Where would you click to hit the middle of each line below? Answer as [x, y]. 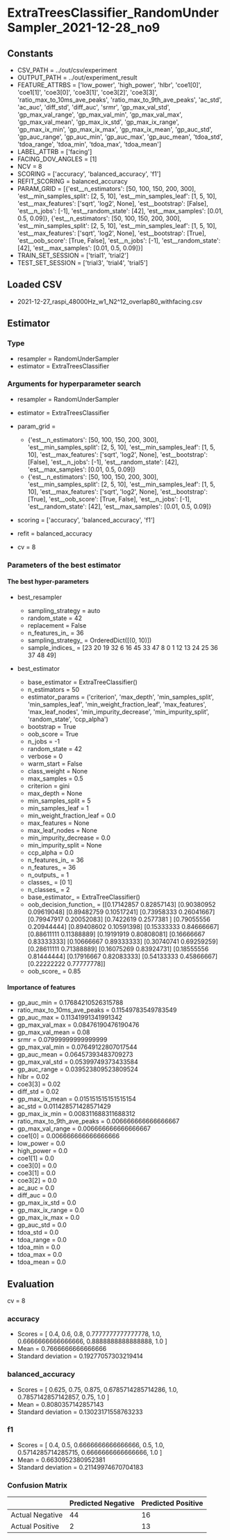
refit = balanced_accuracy [55, 533]
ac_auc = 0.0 [36, 1188]
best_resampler [40, 597]
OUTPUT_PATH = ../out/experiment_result [77, 77]
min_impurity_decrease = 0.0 [69, 838]
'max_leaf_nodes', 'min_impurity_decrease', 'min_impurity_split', [118, 711]
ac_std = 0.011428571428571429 [64, 1106]
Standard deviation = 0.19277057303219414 [80, 1356]
